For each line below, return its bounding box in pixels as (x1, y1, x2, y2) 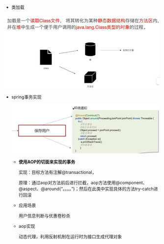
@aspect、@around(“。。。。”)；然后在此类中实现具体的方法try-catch (18, 186, 154, 192)
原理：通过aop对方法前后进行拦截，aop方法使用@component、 (18, 179, 147, 185)
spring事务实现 (11, 94, 42, 100)
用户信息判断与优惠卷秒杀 (18, 213, 71, 219)
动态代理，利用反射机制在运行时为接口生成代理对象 (18, 233, 122, 239)
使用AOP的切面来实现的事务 (18, 159, 76, 165)
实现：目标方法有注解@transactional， (18, 169, 97, 175)
